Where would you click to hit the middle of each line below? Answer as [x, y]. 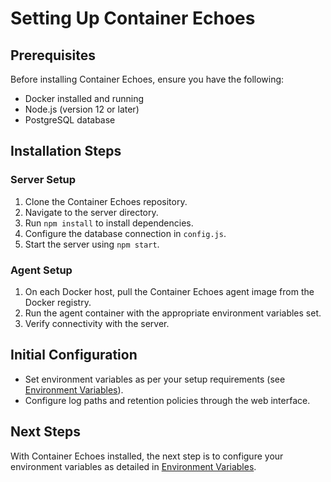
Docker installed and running [84, 98]
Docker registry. [58, 302]
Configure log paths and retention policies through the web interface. [167, 400]
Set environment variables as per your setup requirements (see [155, 379]
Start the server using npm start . [92, 244]
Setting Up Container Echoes [133, 18]
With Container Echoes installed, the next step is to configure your [147, 456]
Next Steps [45, 432]
